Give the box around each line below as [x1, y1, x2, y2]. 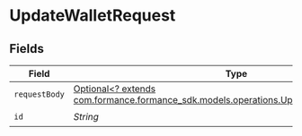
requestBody [13, 89, 66, 99]
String [73, 110, 99, 123]
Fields [9, 41, 45, 56]
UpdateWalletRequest [9, 5, 176, 26]
